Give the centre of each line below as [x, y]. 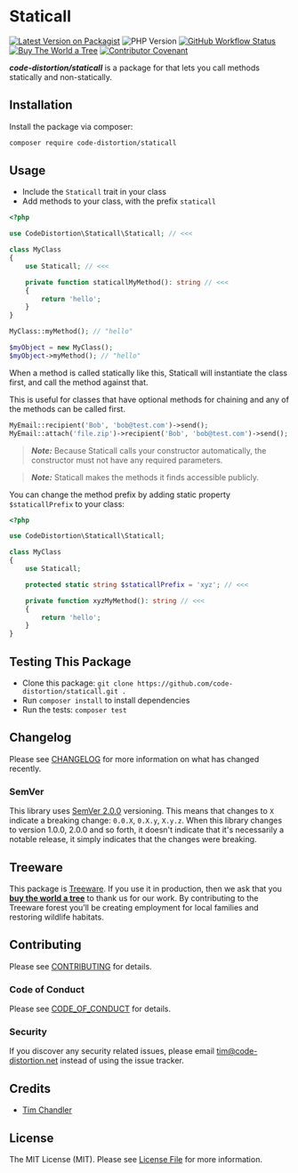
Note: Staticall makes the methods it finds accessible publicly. [145, 477]
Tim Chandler [47, 1110]
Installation [41, 105]
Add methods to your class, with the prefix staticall [119, 201]
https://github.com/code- [185, 684]
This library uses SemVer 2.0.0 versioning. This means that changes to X [141, 811]
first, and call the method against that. [79, 382]
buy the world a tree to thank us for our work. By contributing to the [134, 898]
